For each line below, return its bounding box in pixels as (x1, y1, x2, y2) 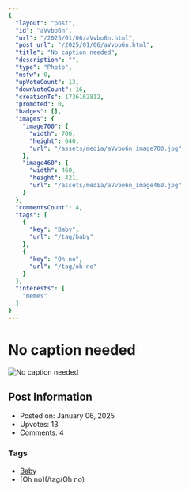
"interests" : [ (15, 285, 66, 293)
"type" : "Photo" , (15, 63, 73, 71)
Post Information (8, 390, 93, 403)
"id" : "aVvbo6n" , (15, 26, 73, 34)
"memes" (22, 292, 47, 300)
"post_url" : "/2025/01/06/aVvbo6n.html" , (15, 41, 154, 49)
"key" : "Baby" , (28, 225, 80, 234)
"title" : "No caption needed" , (15, 48, 119, 56)
